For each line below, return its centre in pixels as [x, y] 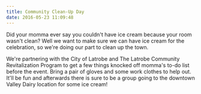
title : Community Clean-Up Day [45, 12]
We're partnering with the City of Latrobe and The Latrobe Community [93, 59]
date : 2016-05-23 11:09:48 [40, 17]
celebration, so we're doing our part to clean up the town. [77, 47]
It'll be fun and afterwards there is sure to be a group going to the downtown [100, 78]
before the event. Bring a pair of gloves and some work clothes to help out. [99, 71]
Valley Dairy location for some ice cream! [57, 84]
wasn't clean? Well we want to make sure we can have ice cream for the [95, 41]
